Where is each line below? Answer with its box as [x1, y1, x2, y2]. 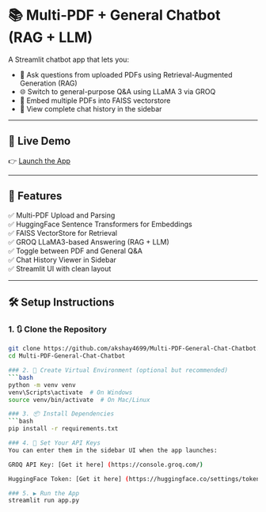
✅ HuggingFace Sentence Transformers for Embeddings [8, 219, 192, 229]
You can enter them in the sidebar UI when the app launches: [8, 446, 218, 454]
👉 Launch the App [8, 156, 71, 165]
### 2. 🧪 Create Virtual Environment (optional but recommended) [8, 366, 228, 374]
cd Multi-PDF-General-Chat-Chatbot [8, 352, 126, 360]
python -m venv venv [8, 381, 77, 389]
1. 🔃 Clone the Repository [8, 324, 107, 335]
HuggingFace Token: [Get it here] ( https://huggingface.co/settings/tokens [8, 475, 264, 483]
